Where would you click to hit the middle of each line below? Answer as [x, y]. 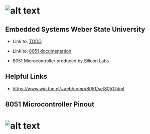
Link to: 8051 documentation [42, 51]
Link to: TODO [27, 41]
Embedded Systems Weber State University [75, 29]
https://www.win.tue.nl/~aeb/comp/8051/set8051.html [68, 88]
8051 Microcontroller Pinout [50, 105]
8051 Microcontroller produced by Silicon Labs [61, 61]
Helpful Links [26, 77]
